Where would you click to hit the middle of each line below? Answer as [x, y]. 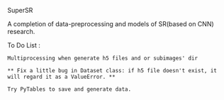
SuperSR [20, 10]
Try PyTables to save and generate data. [69, 89]
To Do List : [24, 45]
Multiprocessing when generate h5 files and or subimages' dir [103, 58]
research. [21, 32]
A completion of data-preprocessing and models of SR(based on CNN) [111, 24]
